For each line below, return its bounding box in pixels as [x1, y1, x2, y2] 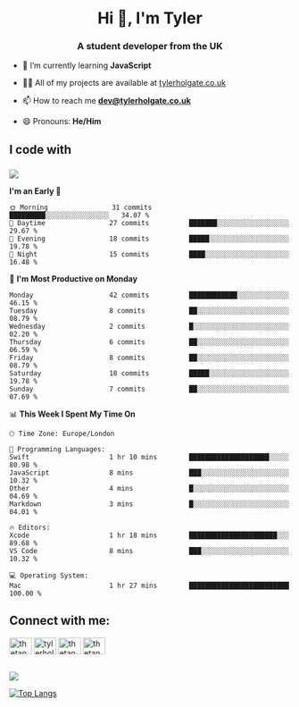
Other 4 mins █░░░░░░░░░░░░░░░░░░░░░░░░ [9, 484, 290, 492]
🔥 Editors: [9, 523, 51, 532]
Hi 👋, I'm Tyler [97, 8, 203, 29]
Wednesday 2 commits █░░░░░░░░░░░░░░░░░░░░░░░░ [9, 322, 290, 331]
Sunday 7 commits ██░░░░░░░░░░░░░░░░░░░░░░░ [9, 384, 290, 393]
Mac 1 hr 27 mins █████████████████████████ [9, 581, 290, 590]
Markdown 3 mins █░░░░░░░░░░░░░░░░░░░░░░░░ [9, 500, 290, 509]
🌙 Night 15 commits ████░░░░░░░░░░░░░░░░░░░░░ [9, 249, 290, 258]
